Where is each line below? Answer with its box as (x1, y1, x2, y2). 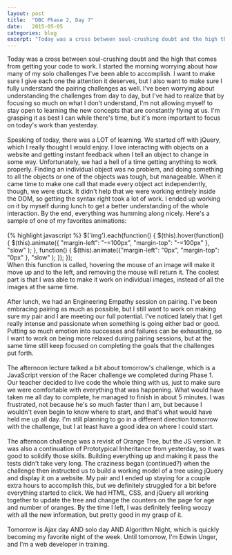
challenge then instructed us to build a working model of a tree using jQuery (7, 466, 224, 475)
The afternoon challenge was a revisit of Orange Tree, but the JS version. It (7, 437, 222, 446)
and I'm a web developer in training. (7, 540, 109, 549)
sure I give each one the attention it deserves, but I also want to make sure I (7, 77, 223, 85)
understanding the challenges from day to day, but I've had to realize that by (7, 91, 224, 100)
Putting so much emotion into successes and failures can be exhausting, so (7, 327, 222, 336)
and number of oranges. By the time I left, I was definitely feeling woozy (7, 503, 212, 512)
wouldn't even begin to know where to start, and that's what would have (7, 408, 213, 416)
